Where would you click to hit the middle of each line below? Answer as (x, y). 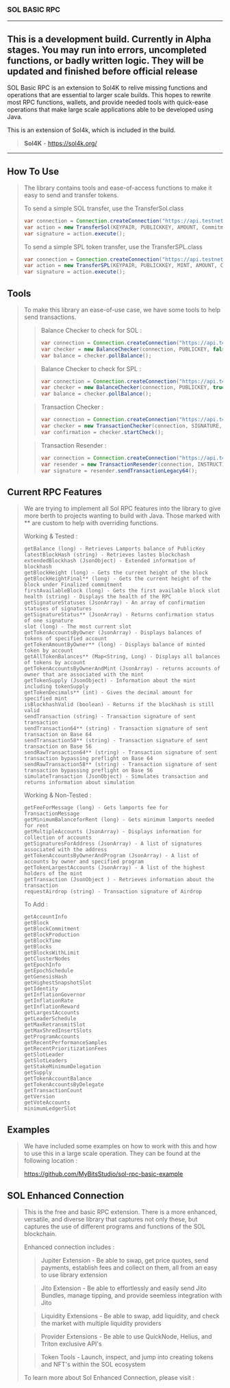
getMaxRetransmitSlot (54, 1025)
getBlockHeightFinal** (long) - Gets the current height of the (117, 579)
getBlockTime (42, 941)
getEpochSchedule (49, 971)
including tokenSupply (56, 687)
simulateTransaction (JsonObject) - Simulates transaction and (116, 777)
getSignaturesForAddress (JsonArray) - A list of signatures (113, 844)
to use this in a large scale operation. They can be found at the (112, 1153)
